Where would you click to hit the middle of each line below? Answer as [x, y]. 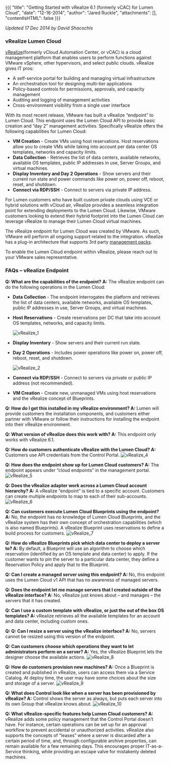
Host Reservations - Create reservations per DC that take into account [87, 317]
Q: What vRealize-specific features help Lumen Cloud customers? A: [79, 714]
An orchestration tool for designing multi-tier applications [72, 84]
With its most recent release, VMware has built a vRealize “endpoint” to [79, 115]
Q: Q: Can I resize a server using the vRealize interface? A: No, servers [80, 631]
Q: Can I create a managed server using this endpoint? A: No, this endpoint [85, 574]
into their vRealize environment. [38, 424]
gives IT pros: [19, 69]
